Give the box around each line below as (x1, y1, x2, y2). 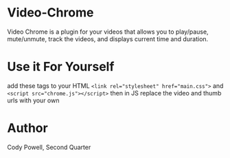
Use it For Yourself (7, 59, 115, 75)
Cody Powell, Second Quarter (7, 143, 91, 151)
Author (7, 120, 48, 136)
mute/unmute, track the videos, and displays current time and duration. (7, 34, 209, 43)
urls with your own (7, 96, 60, 104)
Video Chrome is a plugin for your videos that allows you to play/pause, (7, 27, 209, 36)
